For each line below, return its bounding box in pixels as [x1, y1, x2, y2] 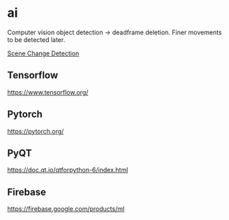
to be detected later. [7, 35, 66, 43]
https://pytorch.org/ [7, 127, 64, 135]
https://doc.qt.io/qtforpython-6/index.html [7, 166, 128, 174]
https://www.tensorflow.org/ [7, 88, 89, 96]
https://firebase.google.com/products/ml [7, 205, 125, 213]
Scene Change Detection [7, 49, 80, 57]
